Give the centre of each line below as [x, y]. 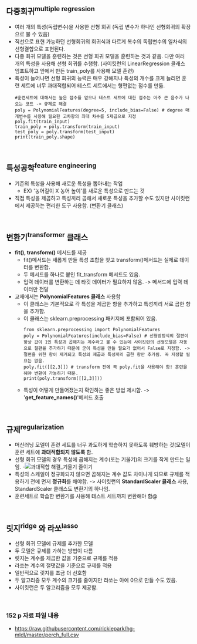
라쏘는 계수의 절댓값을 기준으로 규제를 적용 [63, 565]
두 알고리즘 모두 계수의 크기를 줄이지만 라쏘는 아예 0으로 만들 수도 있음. [96, 580]
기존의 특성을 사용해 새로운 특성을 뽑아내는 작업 [69, 183]
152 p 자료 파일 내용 [33, 615]
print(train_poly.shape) [45, 137]
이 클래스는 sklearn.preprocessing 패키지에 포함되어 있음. [90, 319]
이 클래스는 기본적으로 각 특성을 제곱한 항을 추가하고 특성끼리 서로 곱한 [104, 304]
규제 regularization [35, 429]
